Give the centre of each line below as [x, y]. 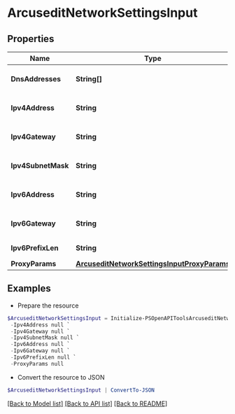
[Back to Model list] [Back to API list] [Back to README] [87, 403]
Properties [31, 39]
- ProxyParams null [37, 364]
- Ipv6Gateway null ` [40, 351]
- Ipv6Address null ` [40, 345]
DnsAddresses [36, 79]
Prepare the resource [48, 305]
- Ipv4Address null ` [40, 325]
